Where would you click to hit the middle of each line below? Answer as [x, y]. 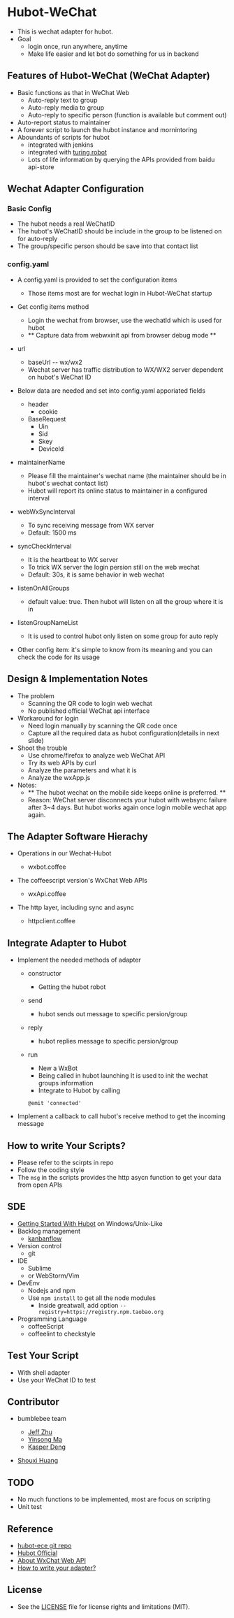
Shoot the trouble [42, 748]
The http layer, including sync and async [75, 908]
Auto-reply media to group [66, 107]
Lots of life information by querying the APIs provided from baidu [121, 159]
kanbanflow [45, 1238]
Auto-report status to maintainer [64, 122]
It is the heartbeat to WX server [73, 559]
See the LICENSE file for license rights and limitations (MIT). [104, 1606]
